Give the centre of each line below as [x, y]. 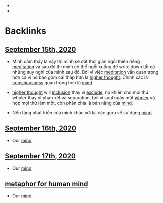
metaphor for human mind [47, 184]
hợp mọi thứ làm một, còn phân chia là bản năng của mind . [73, 103]
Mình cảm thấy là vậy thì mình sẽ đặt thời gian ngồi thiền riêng [76, 61]
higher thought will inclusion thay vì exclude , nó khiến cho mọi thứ [80, 92]
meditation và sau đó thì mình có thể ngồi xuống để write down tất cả [83, 67]
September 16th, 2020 [41, 128]
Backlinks [26, 31]
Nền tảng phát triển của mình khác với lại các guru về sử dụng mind [82, 112]
